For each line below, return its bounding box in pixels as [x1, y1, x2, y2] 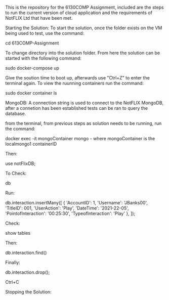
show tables [5, 230, 31, 236]
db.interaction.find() [5, 250, 47, 255]
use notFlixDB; [5, 160, 36, 166]
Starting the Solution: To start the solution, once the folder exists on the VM [5, 25, 162, 31]
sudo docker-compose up [5, 65, 60, 71]
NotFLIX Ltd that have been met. [5, 15, 73, 21]
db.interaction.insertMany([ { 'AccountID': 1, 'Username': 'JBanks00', [5, 200, 148, 205]
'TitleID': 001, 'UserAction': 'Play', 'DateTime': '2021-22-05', [5, 205, 129, 211]
